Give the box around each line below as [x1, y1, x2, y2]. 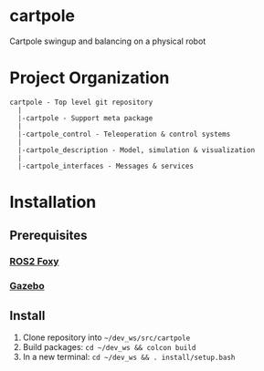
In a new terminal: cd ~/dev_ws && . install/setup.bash [22, 352, 236, 363]
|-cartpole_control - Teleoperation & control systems [17, 129, 231, 139]
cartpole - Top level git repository [9, 98, 153, 107]
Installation [9, 192, 97, 212]
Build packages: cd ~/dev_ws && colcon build [22, 342, 196, 353]
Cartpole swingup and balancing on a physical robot [9, 36, 206, 46]
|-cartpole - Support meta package [17, 113, 153, 123]
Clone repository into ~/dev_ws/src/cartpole [22, 332, 191, 343]
